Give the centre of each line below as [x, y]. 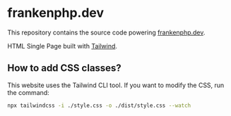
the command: [28, 92]
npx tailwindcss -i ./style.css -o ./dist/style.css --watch [99, 105]
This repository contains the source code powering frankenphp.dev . [106, 32]
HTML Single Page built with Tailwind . [63, 46]
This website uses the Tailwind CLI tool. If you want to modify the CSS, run [116, 85]
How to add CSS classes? [64, 68]
